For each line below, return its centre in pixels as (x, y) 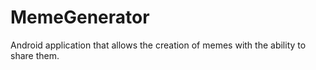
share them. (35, 55)
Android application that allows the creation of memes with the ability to (158, 45)
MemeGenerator (80, 17)
